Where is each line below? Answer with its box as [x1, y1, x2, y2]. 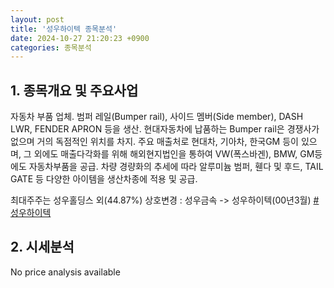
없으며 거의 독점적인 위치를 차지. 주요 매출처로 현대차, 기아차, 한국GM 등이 [10, 136, 299, 148]
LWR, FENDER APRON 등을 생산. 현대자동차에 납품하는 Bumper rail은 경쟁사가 [10, 123, 320, 135]
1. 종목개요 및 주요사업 [10, 82, 139, 99]
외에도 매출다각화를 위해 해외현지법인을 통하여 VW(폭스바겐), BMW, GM [33, 148, 315, 160]
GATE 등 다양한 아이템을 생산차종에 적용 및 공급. [10, 173, 198, 185]
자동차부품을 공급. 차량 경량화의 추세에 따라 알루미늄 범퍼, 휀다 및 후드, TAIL [28, 161, 324, 173]
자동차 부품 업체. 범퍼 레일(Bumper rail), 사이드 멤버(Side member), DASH [10, 111, 304, 123]
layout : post [10, 14, 65, 25]
